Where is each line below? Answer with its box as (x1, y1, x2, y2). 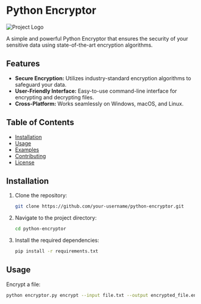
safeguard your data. (14, 81, 67, 88)
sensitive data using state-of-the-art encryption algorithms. (6, 41, 153, 48)
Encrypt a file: (6, 281, 41, 288)
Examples (14, 146, 39, 153)
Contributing (14, 152, 46, 159)
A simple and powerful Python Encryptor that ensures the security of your (6, 35, 188, 42)
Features (6, 59, 40, 69)
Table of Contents (6, 117, 75, 127)
